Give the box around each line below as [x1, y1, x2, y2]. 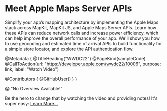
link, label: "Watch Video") [5, 66, 59, 72]
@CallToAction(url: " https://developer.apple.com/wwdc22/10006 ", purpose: [5, 61, 161, 67]
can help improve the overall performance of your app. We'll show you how [5, 35, 160, 41]
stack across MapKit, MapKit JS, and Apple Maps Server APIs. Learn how [5, 24, 157, 30]
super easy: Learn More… [5, 100, 58, 106]
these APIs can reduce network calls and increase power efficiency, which [5, 30, 159, 36]
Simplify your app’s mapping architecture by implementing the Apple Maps [5, 19, 159, 25]
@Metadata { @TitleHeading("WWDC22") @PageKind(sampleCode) [5, 55, 146, 61]
